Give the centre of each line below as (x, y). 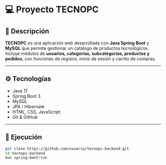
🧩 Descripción (27, 31)
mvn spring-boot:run (26, 158)
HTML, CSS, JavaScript (36, 112)
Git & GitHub (25, 117)
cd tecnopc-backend (25, 153)
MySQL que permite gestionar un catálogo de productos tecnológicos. (77, 48)
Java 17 (20, 91)
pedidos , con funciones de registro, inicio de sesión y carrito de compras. (81, 59)
